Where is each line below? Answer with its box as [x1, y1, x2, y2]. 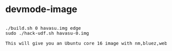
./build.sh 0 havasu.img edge [5, 25, 81, 31]
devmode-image [5, 4, 78, 15]
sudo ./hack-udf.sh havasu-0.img [5, 30, 90, 36]
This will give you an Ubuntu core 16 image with [5, 40, 133, 46]
